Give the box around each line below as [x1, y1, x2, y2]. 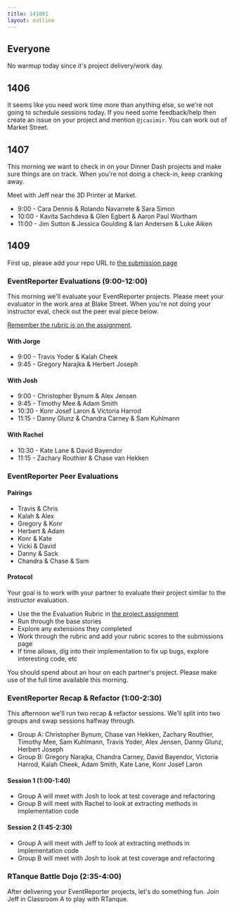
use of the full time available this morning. [7, 675, 129, 684]
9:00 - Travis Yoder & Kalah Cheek [17, 353, 118, 361]
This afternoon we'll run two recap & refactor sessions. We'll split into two [7, 709, 221, 718]
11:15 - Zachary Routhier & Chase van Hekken [17, 454, 149, 462]
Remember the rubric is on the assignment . [7, 321, 132, 330]
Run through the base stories [17, 617, 102, 625]
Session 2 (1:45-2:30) [7, 823, 72, 832]
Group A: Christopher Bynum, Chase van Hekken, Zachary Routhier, [17, 730, 214, 739]
